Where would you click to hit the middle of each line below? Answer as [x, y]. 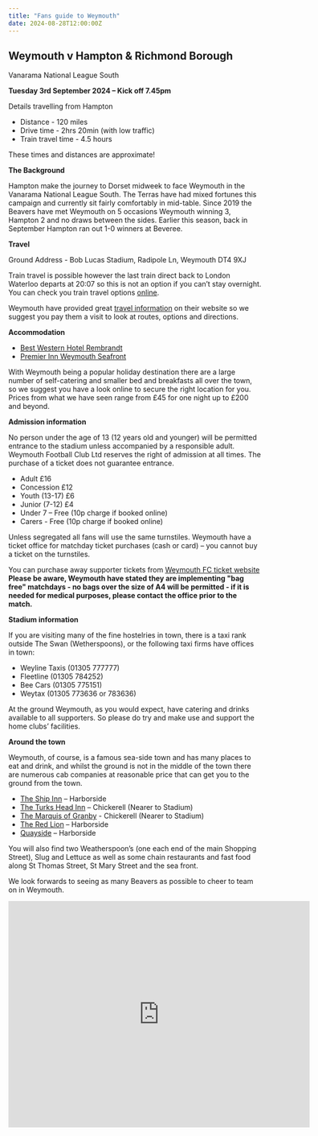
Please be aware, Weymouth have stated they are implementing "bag [126, 578]
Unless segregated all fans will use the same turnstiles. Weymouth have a [130, 537]
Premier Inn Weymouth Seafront [73, 357]
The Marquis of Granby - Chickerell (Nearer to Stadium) [112, 816]
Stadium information [43, 620]
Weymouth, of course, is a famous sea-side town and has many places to [130, 758]
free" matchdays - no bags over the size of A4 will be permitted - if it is [129, 587]
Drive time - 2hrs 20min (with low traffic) [87, 130]
